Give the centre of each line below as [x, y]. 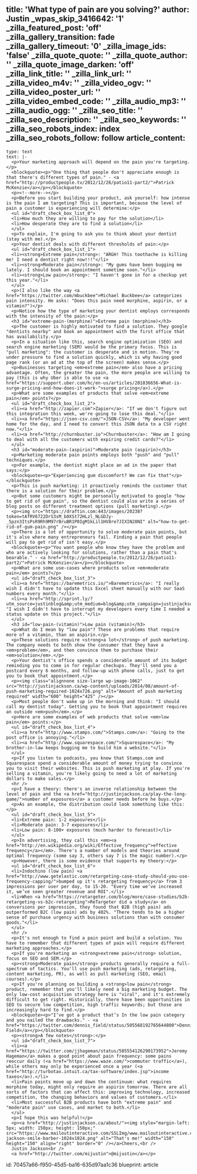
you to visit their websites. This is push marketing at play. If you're [98, 768]
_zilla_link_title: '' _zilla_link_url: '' [69, 74]
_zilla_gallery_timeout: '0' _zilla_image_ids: [86, 46]
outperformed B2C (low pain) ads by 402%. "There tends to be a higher [95, 912]
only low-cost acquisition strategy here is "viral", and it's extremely [98, 994]
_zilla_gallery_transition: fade [61, 37]
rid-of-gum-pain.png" [33, 527]
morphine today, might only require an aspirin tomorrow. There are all [97, 1087]
